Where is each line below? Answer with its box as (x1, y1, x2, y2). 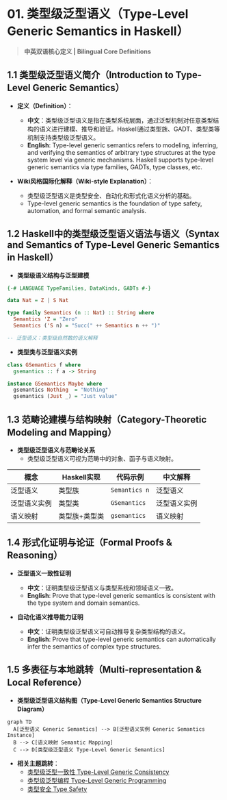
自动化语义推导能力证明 (16, 612, 83, 621)
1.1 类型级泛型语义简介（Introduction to (7, 69, 174, 81)
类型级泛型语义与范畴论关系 (16, 446, 96, 454)
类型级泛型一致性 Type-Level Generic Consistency (27, 768, 170, 776)
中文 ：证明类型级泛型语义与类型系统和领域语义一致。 (27, 584, 178, 592)
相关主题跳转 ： (16, 759, 59, 767)
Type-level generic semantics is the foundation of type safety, (27, 199, 202, 208)
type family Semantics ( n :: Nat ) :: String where (7, 310, 155, 316)
